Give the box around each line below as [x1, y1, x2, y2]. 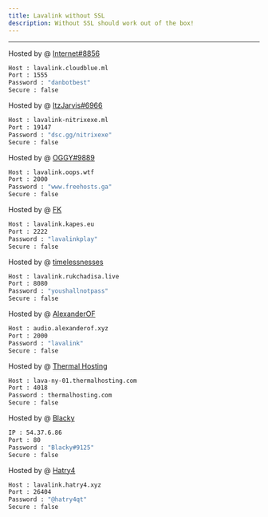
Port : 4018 [8, 384, 48, 392]
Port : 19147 [8, 123, 52, 132]
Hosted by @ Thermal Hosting [8, 361, 108, 371]
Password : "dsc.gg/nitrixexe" [8, 131, 112, 139]
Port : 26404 [8, 488, 52, 496]
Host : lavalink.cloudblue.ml [8, 64, 109, 72]
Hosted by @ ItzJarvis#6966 [8, 101, 103, 110]
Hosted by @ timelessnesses [8, 257, 104, 266]
